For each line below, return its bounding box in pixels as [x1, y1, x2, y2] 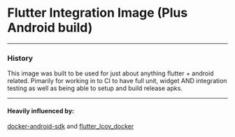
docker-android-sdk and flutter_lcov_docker [7, 122, 134, 131]
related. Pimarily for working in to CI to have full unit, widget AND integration [7, 77, 227, 85]
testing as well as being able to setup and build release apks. [7, 84, 183, 92]
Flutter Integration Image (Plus [7, 5, 188, 21]
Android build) [7, 20, 93, 36]
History [7, 53, 34, 63]
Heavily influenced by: [7, 106, 75, 115]
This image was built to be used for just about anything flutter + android [7, 69, 215, 78]
